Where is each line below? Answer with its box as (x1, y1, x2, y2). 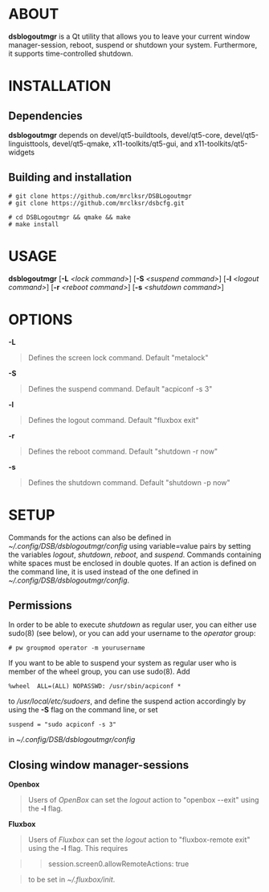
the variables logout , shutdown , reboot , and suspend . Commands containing (8, 550, 262, 559)
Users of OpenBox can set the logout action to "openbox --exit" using (27, 795, 259, 805)
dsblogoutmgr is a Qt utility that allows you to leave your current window (8, 31, 251, 41)
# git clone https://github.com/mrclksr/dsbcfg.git (8, 199, 185, 207)
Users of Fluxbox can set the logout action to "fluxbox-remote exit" (27, 835, 251, 844)
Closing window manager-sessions (8, 758, 190, 772)
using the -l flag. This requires (27, 844, 128, 853)
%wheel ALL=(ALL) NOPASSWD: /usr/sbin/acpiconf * (8, 682, 181, 691)
